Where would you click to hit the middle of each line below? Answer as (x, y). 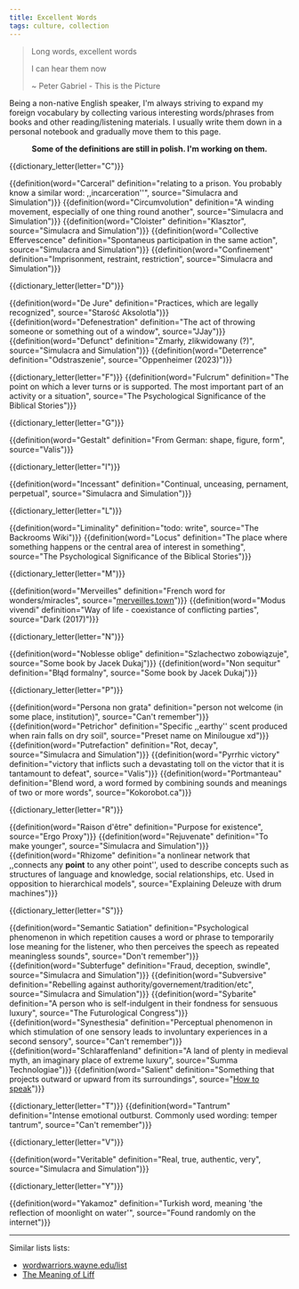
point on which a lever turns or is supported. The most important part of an (146, 386)
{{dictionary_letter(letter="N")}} (67, 636)
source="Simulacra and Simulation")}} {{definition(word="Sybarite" (133, 993)
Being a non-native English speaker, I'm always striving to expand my (137, 102)
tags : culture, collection (59, 26)
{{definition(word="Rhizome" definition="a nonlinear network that (130, 855)
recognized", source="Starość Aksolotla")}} (89, 312)
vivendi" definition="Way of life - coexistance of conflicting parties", (134, 609)
